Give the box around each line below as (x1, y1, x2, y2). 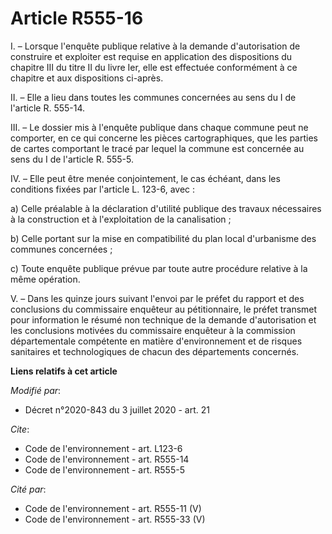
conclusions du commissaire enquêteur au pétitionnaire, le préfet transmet (10, 303, 318, 315)
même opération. (10, 273, 81, 285)
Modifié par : (10, 384, 62, 396)
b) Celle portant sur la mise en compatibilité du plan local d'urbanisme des (10, 232, 317, 244)
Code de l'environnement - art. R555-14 (24, 453, 190, 465)
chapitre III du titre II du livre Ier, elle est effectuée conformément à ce (10, 61, 298, 73)
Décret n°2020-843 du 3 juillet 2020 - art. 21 (24, 403, 210, 416)
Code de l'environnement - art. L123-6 (24, 442, 183, 454)
